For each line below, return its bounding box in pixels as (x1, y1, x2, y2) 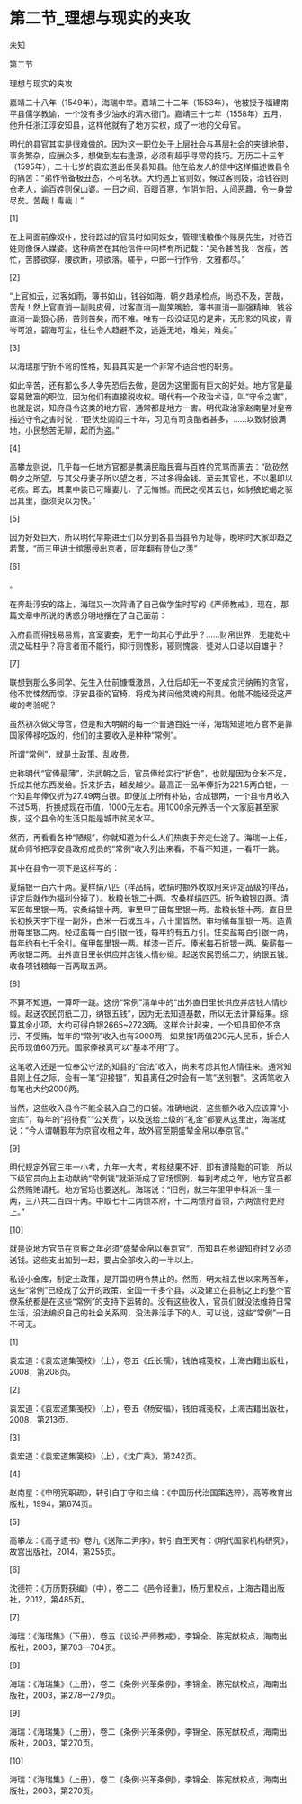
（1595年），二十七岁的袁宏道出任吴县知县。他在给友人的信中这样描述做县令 (9, 161, 290, 172)
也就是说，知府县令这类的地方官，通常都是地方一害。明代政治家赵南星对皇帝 (9, 402, 293, 413)
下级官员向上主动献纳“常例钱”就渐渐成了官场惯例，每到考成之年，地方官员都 (9, 1172, 292, 1183)
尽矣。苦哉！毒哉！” (9, 194, 84, 205)
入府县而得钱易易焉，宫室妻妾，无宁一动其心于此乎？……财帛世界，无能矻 (9, 629, 283, 640)
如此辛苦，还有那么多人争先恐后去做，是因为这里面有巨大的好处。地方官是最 (9, 380, 293, 390)
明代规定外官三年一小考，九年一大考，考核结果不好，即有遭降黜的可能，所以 (9, 1162, 293, 1172)
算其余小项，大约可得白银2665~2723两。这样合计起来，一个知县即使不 (9, 1019, 273, 1030)
